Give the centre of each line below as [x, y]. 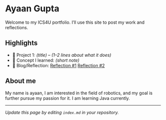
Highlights [21, 43]
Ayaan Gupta [32, 9]
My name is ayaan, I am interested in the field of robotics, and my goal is [79, 93]
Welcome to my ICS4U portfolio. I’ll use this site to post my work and [75, 22]
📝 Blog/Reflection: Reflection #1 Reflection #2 [59, 65]
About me [21, 81]
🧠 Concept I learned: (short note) [46, 60]
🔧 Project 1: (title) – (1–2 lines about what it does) [62, 55]
